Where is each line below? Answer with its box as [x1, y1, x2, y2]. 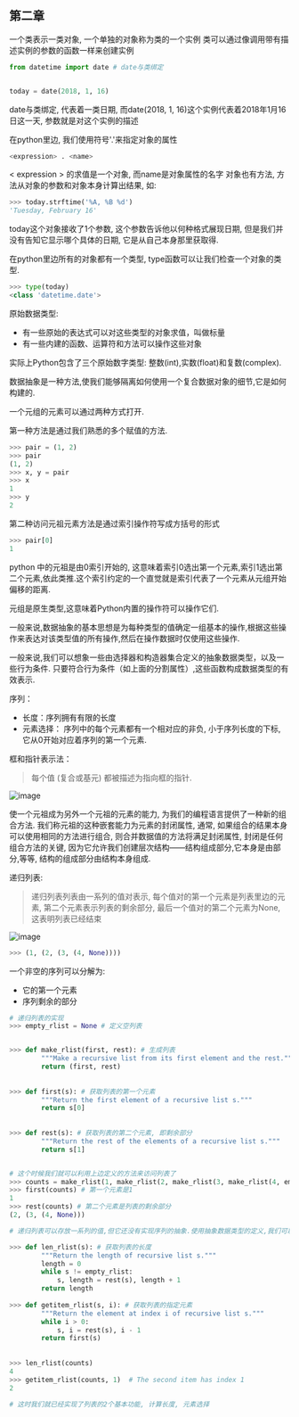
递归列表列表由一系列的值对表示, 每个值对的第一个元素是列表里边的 [30, 891, 278, 902]
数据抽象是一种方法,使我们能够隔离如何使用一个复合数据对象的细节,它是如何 [9, 375, 287, 386]
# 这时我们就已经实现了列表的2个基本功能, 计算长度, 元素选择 [9, 1399, 210, 1409]
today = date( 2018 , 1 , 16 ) [9, 87, 109, 95]
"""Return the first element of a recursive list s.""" [41, 1095, 253, 1104]
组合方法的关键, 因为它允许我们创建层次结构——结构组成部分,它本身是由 [9, 842, 274, 853]
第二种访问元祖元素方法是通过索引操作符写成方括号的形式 [9, 518, 220, 529]
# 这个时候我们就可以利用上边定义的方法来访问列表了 [9, 1169, 176, 1178]
